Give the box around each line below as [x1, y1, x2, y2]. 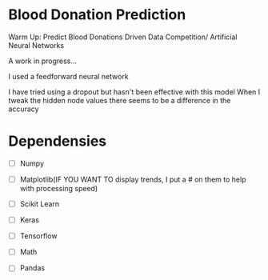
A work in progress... [8, 56, 78, 66]
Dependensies [8, 132, 107, 150]
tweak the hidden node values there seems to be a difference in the [8, 95, 231, 105]
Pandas [19, 263, 46, 273]
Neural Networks [8, 40, 65, 50]
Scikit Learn [19, 199, 60, 209]
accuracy [8, 104, 39, 114]
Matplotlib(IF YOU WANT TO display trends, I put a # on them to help [19, 174, 246, 184]
